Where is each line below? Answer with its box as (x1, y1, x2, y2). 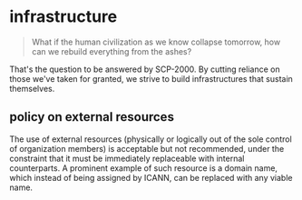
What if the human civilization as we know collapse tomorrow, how (31, 36, 281, 47)
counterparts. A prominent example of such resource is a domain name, (9, 162, 278, 174)
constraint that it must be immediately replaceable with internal (9, 153, 245, 164)
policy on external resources (9, 109, 175, 125)
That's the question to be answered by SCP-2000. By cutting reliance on (9, 64, 280, 75)
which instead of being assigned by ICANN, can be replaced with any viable (9, 172, 293, 183)
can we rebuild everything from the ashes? (31, 45, 192, 56)
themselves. (9, 83, 55, 94)
